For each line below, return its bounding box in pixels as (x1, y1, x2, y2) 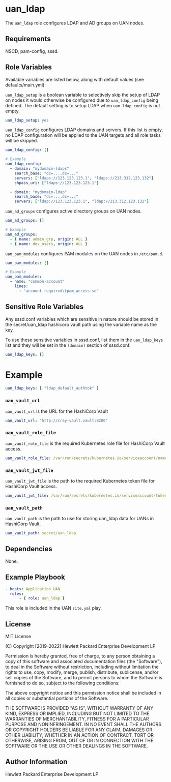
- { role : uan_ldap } (18, 596, 65, 601)
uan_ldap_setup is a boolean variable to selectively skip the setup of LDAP (5, 92, 160, 98)
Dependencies (5, 545, 52, 553)
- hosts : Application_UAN (5, 586, 60, 591)
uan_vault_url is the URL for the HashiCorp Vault (5, 408, 108, 414)
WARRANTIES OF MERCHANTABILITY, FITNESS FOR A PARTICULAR (5, 716, 149, 722)
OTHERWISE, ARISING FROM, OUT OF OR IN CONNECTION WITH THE (5, 738, 154, 744)
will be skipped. (5, 138, 38, 144)
